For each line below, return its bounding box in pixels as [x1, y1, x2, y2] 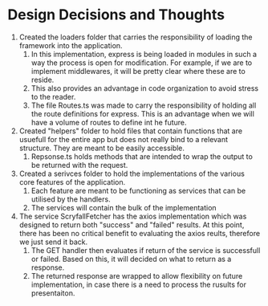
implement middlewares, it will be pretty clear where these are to [30, 66, 246, 75]
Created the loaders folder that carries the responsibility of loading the [18, 32, 253, 42]
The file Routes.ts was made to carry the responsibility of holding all [30, 100, 257, 110]
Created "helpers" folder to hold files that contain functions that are [18, 126, 242, 136]
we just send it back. [18, 237, 88, 247]
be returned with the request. [30, 160, 128, 169]
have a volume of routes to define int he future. [30, 117, 187, 127]
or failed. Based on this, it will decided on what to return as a [30, 254, 232, 263]
